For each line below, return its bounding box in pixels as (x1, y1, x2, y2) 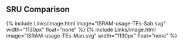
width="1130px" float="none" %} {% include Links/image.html (6, 26, 156, 33)
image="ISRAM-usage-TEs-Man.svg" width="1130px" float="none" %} (6, 32, 178, 39)
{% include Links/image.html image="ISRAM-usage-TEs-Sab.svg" (6, 20, 166, 27)
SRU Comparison (6, 5, 70, 14)
